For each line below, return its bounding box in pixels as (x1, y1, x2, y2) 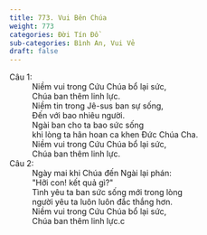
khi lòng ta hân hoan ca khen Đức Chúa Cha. (32, 129, 199, 140)
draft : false (9, 47, 59, 56)
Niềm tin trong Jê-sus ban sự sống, (32, 100, 165, 111)
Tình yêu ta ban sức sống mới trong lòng (32, 187, 183, 198)
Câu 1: (9, 71, 33, 82)
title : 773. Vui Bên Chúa (9, 13, 107, 23)
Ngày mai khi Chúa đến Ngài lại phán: (32, 168, 172, 179)
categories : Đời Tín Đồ (9, 30, 99, 39)
